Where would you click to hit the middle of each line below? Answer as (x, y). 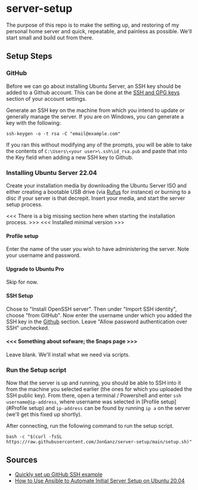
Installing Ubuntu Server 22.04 (52, 173)
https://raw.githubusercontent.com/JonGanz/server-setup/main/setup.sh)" (99, 442)
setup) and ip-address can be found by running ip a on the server (110, 408)
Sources (22, 460)
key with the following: (33, 123)
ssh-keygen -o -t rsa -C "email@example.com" (63, 133)
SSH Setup (20, 295)
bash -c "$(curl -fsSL (34, 437)
